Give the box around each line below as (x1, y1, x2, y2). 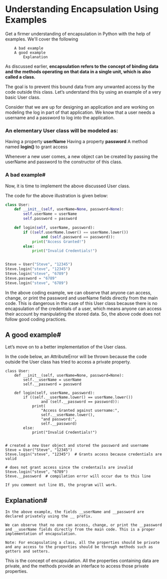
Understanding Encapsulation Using (5, 4, 159, 15)
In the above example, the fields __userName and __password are (5, 509, 144, 514)
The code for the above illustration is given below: (5, 192, 108, 198)
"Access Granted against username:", (40, 408, 120, 413)
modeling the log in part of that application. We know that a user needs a (5, 109, 155, 115)
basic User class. (5, 94, 41, 100)
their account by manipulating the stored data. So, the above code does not (5, 311, 161, 317)
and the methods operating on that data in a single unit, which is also (5, 69, 151, 75)
